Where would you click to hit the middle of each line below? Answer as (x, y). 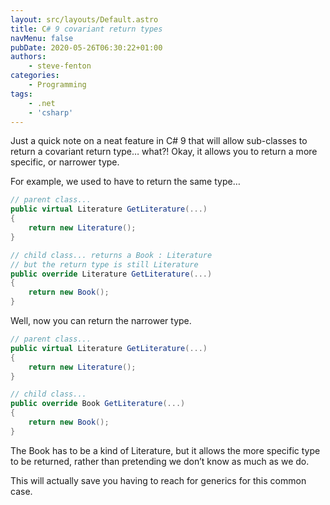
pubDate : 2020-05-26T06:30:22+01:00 (86, 47)
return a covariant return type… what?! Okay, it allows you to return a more (164, 152)
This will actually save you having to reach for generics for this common (158, 480)
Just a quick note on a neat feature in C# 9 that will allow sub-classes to (159, 141)
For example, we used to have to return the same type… (125, 182)
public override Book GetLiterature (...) (98, 404)
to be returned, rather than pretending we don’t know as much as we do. (160, 461)
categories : (35, 76)
